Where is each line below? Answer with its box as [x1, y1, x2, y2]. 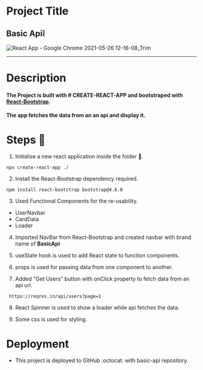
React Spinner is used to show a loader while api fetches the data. [14, 304, 180, 311]
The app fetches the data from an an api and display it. [6, 112, 146, 119]
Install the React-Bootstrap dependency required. [14, 175, 138, 183]
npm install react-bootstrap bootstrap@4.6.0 [6, 187, 123, 193]
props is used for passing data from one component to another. [14, 264, 173, 271]
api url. [14, 282, 33, 289]
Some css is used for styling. [14, 316, 88, 323]
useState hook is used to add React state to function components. [14, 252, 180, 259]
